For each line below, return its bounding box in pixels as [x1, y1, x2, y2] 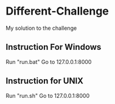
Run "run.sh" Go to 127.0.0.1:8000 [5, 92, 89, 99]
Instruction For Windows [5, 42, 102, 52]
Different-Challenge [5, 4, 109, 18]
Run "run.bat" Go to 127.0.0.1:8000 [5, 58, 92, 65]
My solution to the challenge [5, 24, 77, 32]
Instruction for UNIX [5, 76, 83, 86]
